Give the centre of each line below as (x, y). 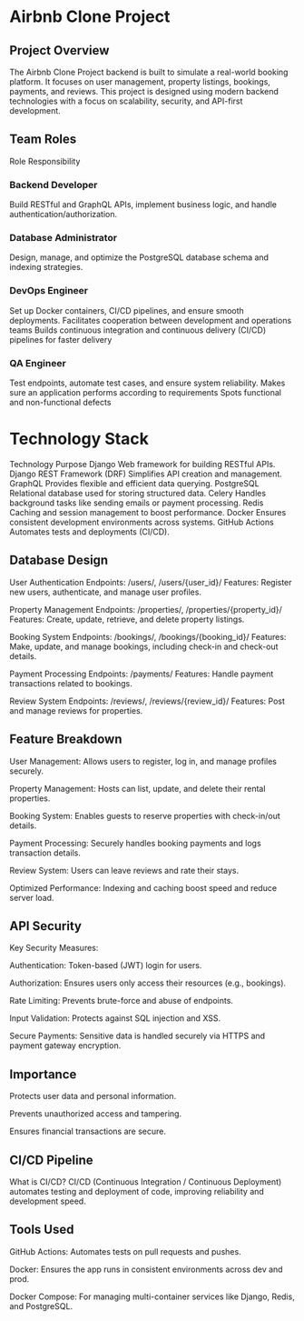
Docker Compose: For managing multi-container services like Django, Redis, (152, 1296)
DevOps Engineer (49, 291)
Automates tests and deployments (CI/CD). (90, 531)
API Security (45, 926)
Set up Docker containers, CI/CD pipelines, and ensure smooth (127, 310)
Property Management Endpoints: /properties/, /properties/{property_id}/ (146, 609)
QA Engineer (38, 363)
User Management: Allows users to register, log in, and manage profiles (143, 761)
